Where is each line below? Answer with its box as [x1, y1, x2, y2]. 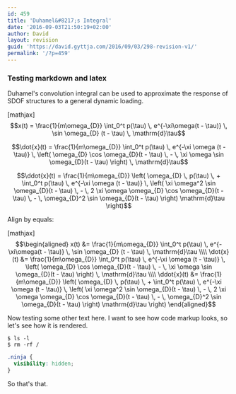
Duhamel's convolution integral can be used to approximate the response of [7, 89, 228, 98]
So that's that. [7, 379, 48, 388]
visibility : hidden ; [13, 360, 74, 368]
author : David [7, 30, 49, 37]
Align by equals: [7, 215, 54, 224]
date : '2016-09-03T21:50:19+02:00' [7, 23, 112, 30]
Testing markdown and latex [7, 73, 107, 83]
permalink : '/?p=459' [7, 50, 71, 57]
